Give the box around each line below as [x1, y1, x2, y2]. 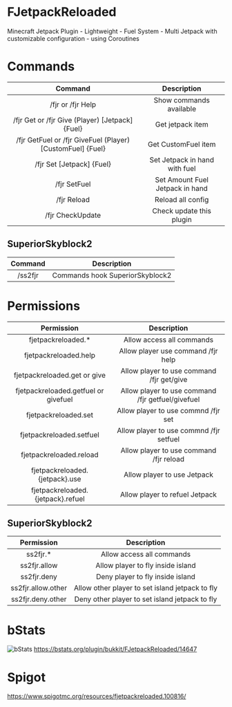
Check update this [152, 205, 212, 215]
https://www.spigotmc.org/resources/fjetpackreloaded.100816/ [7, 692, 186, 701]
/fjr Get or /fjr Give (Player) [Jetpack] [12, 115, 133, 125]
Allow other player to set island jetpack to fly [73, 583, 218, 593]
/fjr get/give [149, 374, 188, 384]
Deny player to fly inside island [95, 572, 195, 582]
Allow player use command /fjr [119, 346, 218, 356]
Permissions [7, 298, 81, 313]
